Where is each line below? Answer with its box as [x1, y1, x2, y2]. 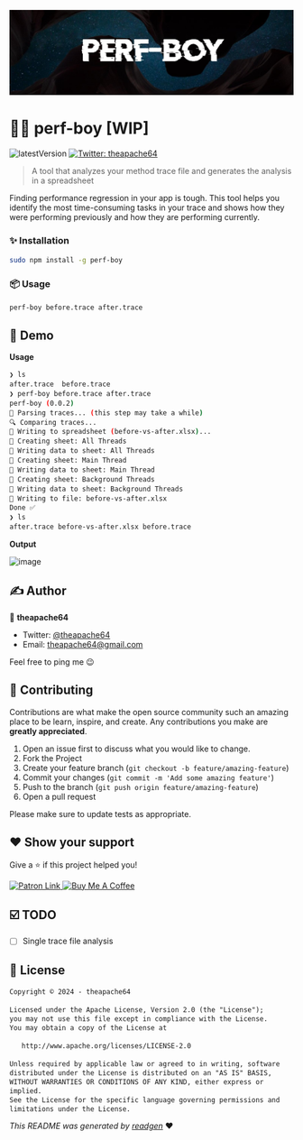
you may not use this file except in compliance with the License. [9, 1015, 269, 1024]
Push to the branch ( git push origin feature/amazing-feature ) [22, 781, 259, 792]
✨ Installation [9, 234, 69, 246]
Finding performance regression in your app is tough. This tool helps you [9, 193, 280, 204]
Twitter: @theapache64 [22, 629, 111, 640]
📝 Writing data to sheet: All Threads [9, 446, 155, 455]
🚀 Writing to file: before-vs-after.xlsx [9, 493, 168, 503]
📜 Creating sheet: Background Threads [9, 474, 155, 483]
